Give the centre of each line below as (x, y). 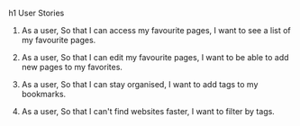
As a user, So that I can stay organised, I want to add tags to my (140, 84)
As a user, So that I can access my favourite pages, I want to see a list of (156, 30)
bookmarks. (44, 94)
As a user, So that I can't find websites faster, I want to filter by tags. (148, 111)
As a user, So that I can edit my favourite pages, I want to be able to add (155, 57)
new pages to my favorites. (72, 67)
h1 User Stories (36, 13)
